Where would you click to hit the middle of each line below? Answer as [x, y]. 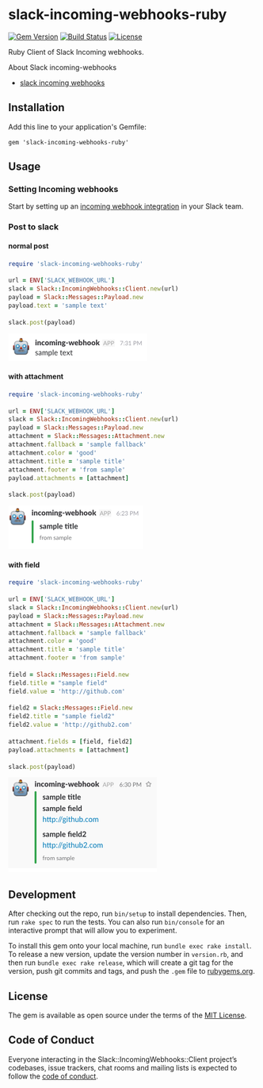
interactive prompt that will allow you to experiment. [93, 931]
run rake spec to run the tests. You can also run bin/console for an [116, 922]
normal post [29, 246]
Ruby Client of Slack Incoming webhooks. [76, 52]
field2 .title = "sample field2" [61, 717]
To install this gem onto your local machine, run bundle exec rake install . [130, 946]
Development [42, 894]
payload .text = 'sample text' [58, 306]
